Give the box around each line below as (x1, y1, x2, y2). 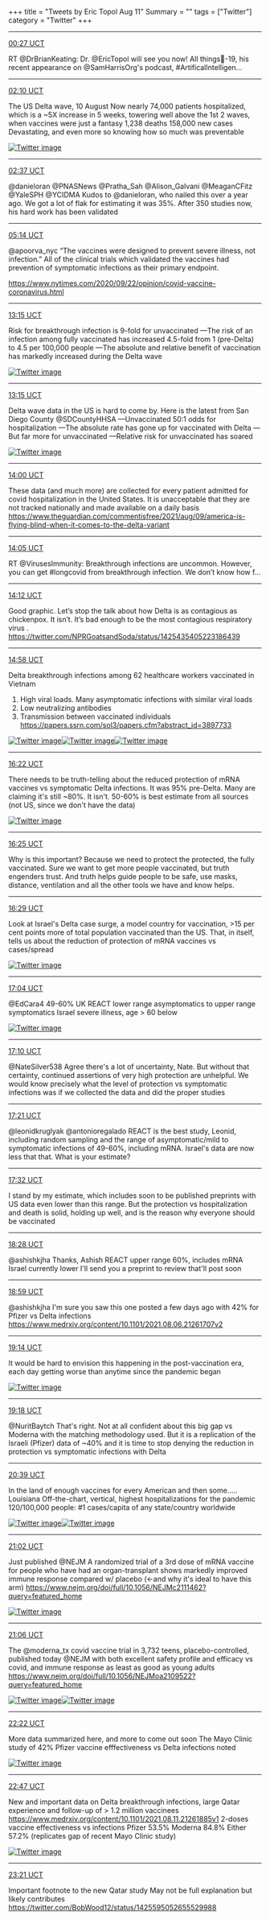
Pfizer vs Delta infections (8, 1311, 92, 1320)
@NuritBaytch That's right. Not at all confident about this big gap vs (8, 1421, 233, 1431)
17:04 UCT (8, 984, 43, 993)
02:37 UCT (8, 166, 45, 175)
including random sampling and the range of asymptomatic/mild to (8, 1135, 229, 1144)
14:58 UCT (8, 655, 44, 664)
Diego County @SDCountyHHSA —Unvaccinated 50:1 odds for (8, 415, 217, 423)
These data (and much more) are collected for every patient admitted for (8, 486, 249, 495)
